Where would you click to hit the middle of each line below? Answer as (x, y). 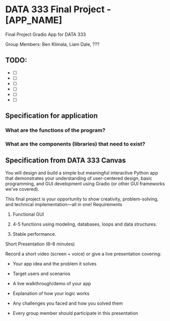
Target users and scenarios (41, 274)
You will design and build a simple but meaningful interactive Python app (82, 172)
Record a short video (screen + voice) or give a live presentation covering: (83, 254)
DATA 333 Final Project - (58, 9)
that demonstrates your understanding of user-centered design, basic (79, 178)
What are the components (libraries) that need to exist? (75, 144)
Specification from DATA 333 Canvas (66, 160)
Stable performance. (34, 234)
